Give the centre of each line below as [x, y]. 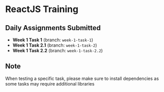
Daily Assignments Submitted [53, 28]
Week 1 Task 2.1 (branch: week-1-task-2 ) [55, 45]
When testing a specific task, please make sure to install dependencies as [82, 78]
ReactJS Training [42, 9]
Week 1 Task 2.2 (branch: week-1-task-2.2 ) [58, 51]
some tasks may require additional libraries [50, 83]
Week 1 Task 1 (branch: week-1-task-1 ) [53, 40]
